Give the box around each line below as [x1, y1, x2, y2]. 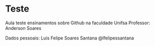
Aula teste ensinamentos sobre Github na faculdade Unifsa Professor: [5, 20, 150, 26]
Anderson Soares [5, 25, 41, 31]
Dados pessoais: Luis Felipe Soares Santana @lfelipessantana [5, 35, 134, 41]
